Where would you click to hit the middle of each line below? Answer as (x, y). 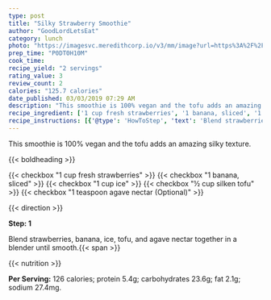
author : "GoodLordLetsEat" (54, 31)
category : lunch (35, 38)
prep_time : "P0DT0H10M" (48, 53)
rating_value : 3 (35, 76)
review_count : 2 (35, 83)
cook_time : (27, 61)
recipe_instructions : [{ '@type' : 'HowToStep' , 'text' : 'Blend (115, 121)
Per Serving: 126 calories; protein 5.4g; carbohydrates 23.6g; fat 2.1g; (125, 278)
